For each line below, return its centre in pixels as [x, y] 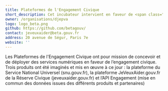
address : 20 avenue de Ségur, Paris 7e [47, 38]
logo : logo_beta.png [27, 24]
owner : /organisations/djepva [37, 19]
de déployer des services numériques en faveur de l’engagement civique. [81, 62]
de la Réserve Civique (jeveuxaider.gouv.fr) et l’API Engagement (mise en [80, 77]
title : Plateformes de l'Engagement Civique [52, 10]
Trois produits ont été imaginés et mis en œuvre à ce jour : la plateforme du [83, 67]
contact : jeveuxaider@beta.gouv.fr [42, 33]
